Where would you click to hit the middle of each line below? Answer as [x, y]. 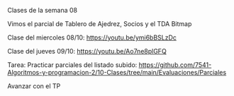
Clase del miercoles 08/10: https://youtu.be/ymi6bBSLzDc [92, 37]
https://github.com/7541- [175, 65]
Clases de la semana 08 [43, 10]
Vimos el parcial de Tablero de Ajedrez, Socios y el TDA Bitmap [100, 24]
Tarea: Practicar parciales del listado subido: [72, 65]
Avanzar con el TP [34, 86]
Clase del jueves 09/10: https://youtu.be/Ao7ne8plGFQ [87, 51]
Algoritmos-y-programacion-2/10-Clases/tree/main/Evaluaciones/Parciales [117, 72]
